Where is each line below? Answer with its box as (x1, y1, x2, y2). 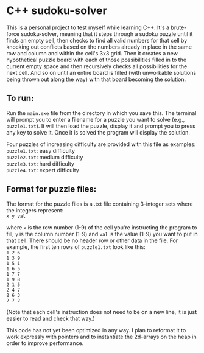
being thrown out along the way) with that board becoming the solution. (6, 75, 186, 83)
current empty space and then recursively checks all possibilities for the (6, 62, 188, 70)
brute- (170, 24, 187, 31)
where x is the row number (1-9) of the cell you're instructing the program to (6, 223, 197, 231)
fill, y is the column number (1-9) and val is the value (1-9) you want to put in (6, 230, 198, 237)
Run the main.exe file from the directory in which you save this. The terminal (6, 109, 197, 116)
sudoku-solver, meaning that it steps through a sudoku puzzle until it (21, 30, 193, 37)
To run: (6, 93, 34, 103)
